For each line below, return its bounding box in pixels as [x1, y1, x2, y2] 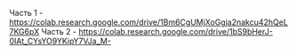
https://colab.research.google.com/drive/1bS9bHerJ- [78, 27, 273, 36]
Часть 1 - [9, 8, 44, 18]
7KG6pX [9, 27, 40, 36]
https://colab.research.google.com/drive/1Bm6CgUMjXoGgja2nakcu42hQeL [9, 17, 289, 27]
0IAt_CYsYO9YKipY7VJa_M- [9, 35, 111, 46]
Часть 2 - [41, 27, 77, 36]
